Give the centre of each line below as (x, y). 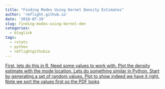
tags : (11, 38)
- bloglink (21, 33)
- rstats (19, 42)
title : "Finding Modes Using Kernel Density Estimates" (64, 10)
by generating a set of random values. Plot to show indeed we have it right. (82, 76)
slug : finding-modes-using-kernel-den (45, 24)
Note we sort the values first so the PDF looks (52, 81)
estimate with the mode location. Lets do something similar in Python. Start (82, 71)
